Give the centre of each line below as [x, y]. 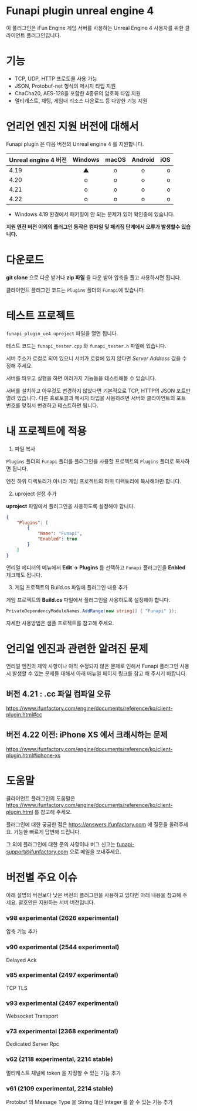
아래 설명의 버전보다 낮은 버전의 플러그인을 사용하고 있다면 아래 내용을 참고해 [94, 895]
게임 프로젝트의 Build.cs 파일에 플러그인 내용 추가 [71, 587]
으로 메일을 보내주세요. [95, 852]
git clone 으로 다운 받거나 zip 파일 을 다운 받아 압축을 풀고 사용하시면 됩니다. [94, 277]
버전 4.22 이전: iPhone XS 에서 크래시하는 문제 [87, 734]
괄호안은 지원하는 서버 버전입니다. [57, 902]
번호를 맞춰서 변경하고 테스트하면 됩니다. [52, 405]
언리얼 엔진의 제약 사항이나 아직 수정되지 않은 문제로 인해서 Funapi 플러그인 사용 [98, 666]
